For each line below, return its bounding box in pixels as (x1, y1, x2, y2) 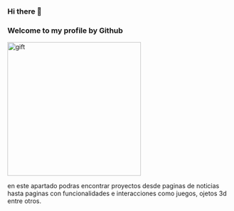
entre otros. (7, 197, 41, 205)
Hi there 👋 (7, 6, 43, 16)
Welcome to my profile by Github (7, 25, 123, 35)
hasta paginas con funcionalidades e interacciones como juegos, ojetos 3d (7, 189, 228, 198)
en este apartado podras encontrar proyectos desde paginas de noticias (7, 182, 220, 190)
